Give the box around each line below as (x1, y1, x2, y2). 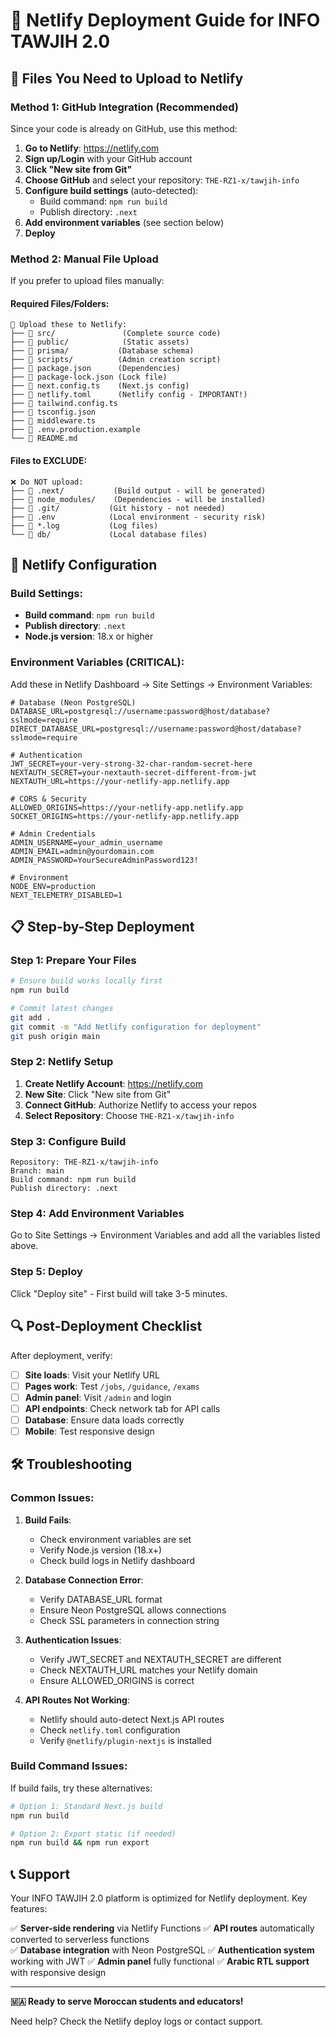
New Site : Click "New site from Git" (24, 1088, 172, 1100)
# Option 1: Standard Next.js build (10, 1801, 163, 1811)
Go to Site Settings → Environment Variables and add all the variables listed (10, 1229, 321, 1241)
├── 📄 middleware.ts (10, 416, 97, 426)
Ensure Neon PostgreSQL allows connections (39, 1604, 227, 1616)
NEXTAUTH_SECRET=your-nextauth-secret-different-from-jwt (10, 767, 257, 778)
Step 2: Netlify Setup (10, 1055, 114, 1069)
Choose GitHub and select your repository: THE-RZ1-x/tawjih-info (24, 174, 300, 186)
